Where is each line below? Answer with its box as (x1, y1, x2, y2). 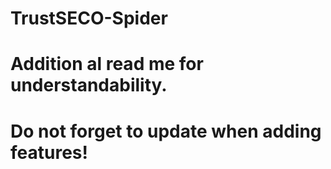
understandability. (10, 74, 168, 97)
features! (10, 141, 88, 164)
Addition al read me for (10, 53, 204, 76)
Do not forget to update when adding (10, 120, 322, 142)
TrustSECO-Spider (10, 7, 168, 30)
